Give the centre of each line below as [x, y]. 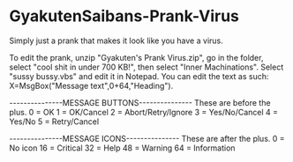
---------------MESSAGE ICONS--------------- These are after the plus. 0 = [147, 138]
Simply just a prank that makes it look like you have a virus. [116, 40]
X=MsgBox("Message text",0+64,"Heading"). [91, 85]
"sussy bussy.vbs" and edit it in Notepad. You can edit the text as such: [139, 76]
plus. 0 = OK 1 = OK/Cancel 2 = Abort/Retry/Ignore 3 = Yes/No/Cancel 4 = [144, 112]
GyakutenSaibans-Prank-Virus [124, 16]
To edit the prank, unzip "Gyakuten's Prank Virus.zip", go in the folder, [136, 57]
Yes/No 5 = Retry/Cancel [54, 121]
